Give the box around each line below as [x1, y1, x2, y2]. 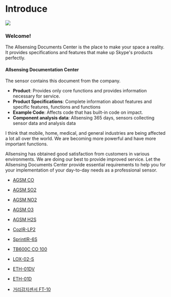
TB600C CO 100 [12, 246, 47, 253]
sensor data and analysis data [12, 120, 76, 127]
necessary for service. [12, 93, 60, 100]
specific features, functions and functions [12, 104, 101, 110]
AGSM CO [12, 177, 34, 183]
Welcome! [5, 32, 32, 39]
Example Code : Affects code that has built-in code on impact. [12, 109, 143, 115]
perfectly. [5, 55, 26, 61]
